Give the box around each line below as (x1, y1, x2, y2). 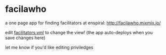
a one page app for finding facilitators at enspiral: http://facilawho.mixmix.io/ (5, 20, 161, 26)
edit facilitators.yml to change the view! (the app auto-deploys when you (5, 29, 153, 35)
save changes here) (5, 35, 45, 41)
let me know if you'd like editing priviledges (5, 44, 94, 50)
